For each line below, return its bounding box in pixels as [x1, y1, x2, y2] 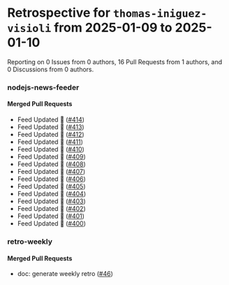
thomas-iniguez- [112, 7, 207, 20]
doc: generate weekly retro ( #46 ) [17, 270, 114, 278]
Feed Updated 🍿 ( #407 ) [17, 168, 86, 176]
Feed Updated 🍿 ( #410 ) [17, 145, 85, 154]
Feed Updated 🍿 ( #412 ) [17, 131, 85, 139]
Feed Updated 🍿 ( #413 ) [17, 123, 85, 131]
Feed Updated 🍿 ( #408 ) [17, 160, 86, 168]
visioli [7, 22, 52, 36]
